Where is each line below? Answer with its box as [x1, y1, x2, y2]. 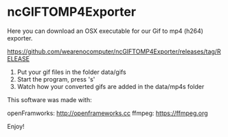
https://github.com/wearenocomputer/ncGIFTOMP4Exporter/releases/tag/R [7, 47, 221, 55]
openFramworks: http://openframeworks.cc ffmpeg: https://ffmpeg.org [7, 109, 208, 117]
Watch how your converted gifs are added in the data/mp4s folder [16, 82, 205, 90]
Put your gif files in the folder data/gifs [16, 68, 126, 76]
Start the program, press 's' [16, 75, 95, 83]
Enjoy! [7, 122, 25, 130]
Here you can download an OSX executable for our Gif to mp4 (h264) [7, 27, 204, 35]
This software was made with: [7, 95, 92, 103]
